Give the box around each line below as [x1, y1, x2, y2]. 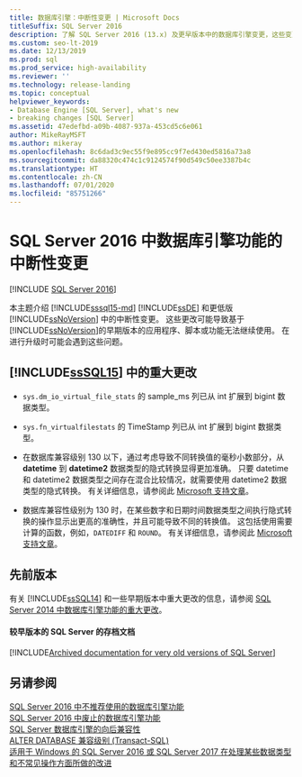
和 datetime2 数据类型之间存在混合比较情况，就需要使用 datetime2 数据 [22, 474, 288, 485]
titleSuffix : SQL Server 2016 [9, 22, 123, 31]
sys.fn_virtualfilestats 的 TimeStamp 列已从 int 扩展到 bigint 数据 [22, 421, 274, 432]
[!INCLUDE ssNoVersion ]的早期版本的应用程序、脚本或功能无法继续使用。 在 [9, 325, 290, 335]
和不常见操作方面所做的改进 [9, 757, 112, 768]
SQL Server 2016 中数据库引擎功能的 [9, 231, 283, 251]
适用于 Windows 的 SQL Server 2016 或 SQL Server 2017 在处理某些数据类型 [9, 745, 292, 757]
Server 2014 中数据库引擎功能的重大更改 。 [9, 604, 167, 615]
